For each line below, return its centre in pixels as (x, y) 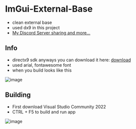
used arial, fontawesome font (42, 65)
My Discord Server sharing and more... (51, 33)
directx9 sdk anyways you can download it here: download (71, 60)
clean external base (32, 22)
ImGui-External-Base (49, 9)
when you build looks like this (42, 70)
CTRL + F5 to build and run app (44, 112)
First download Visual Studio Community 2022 (59, 107)
